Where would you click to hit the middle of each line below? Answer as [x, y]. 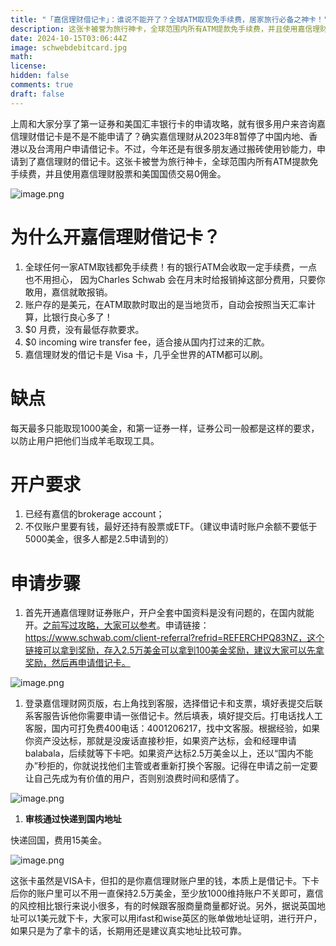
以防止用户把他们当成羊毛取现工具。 [85, 440]
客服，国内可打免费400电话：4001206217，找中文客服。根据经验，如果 [172, 728]
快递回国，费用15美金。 [58, 840]
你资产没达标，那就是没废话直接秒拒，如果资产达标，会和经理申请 [160, 741]
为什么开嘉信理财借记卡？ [116, 237]
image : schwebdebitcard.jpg [69, 47]
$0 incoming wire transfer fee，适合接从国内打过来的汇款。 [147, 342]
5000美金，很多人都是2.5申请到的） [99, 539]
